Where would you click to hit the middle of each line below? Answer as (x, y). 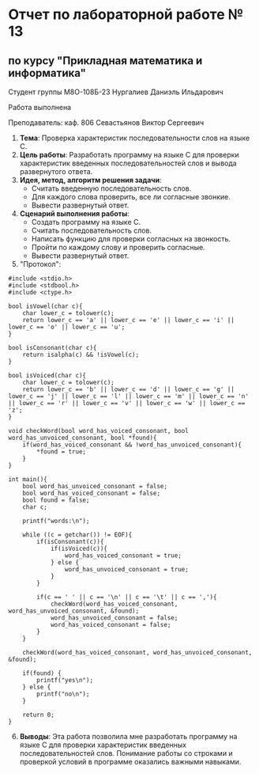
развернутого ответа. (56, 171)
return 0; (39, 715)
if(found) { (42, 673)
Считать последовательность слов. (92, 230)
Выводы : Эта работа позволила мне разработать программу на (128, 736)
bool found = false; (56, 500)
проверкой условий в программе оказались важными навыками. (130, 762)
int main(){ (28, 480)
